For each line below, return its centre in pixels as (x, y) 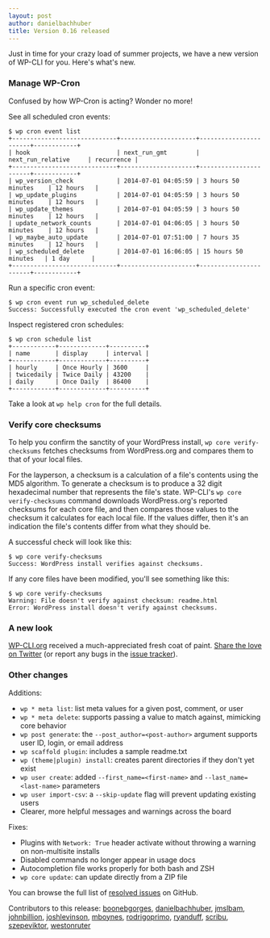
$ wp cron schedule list (50, 339)
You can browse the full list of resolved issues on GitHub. (104, 892)
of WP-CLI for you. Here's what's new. (72, 62)
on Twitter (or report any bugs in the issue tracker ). (93, 654)
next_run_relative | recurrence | (73, 159)
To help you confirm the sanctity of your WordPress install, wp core (120, 442)
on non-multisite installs (60, 851)
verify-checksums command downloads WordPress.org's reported (118, 500)
